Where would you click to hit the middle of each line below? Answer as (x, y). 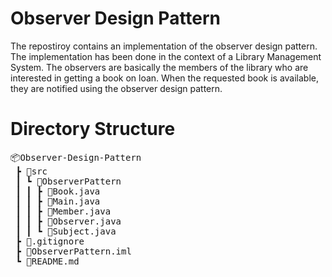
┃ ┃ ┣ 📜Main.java (58, 201)
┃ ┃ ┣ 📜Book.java (58, 191)
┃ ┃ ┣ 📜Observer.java (68, 221)
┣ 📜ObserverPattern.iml (73, 251)
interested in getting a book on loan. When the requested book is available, (165, 78)
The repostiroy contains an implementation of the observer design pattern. (164, 46)
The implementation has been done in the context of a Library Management (166, 56)
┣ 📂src (31, 171)
